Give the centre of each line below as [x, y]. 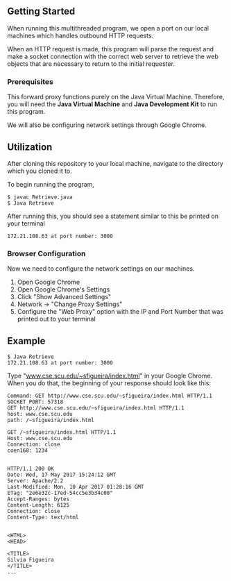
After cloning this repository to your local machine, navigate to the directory [115, 163]
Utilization [30, 147]
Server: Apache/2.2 [35, 481]
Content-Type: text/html [43, 517]
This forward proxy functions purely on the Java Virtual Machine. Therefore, [116, 97]
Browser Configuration [46, 253]
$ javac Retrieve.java [40, 197]
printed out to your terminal [56, 319]
